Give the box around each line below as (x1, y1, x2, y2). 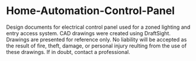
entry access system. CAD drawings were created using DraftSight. (6, 29, 171, 36)
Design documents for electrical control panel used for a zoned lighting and (6, 23, 191, 30)
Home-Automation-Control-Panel (6, 4, 175, 18)
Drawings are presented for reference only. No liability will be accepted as (6, 36, 187, 43)
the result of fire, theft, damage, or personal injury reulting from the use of (6, 42, 187, 49)
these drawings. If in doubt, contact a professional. (6, 48, 130, 55)
